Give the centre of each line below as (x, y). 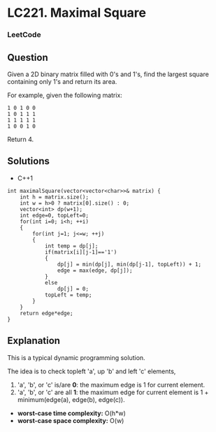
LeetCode (24, 35)
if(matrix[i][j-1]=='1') (81, 252)
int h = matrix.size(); (55, 197)
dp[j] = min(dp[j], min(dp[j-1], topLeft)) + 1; (129, 264)
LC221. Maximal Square (77, 13)
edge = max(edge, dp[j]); (95, 271)
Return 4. (21, 139)
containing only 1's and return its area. (62, 81)
